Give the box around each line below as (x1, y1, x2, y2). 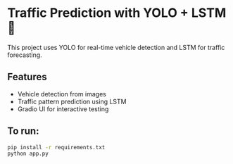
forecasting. (7, 51, 42, 59)
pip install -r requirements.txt (7, 144, 106, 151)
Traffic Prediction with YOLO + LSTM (7, 5, 227, 21)
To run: (7, 125, 39, 137)
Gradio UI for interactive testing (17, 104, 109, 113)
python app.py (7, 150, 49, 158)
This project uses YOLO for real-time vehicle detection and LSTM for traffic (7, 43, 225, 51)
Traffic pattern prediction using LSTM (17, 97, 127, 106)
